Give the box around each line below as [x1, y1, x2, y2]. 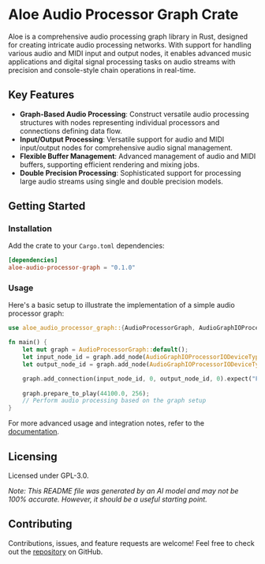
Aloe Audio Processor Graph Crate [8, 6, 239, 24]
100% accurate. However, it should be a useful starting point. [8, 494, 207, 504]
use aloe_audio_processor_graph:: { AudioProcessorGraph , [8, 324, 196, 332]
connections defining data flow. [19, 126, 122, 135]
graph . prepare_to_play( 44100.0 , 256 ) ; [22, 389, 150, 397]
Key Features [8, 89, 75, 102]
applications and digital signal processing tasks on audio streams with [8, 57, 236, 66]
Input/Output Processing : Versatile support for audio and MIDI [19, 134, 225, 144]
